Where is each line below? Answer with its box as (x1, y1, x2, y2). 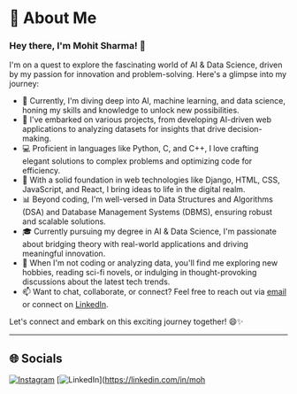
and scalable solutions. (21, 216, 106, 227)
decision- (227, 124, 263, 135)
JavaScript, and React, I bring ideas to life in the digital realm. (21, 184, 246, 195)
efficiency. (21, 166, 60, 176)
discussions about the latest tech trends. (21, 276, 171, 287)
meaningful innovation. (21, 248, 106, 259)
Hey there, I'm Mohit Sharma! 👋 (9, 40, 146, 52)
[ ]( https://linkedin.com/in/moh (56, 375, 206, 385)
